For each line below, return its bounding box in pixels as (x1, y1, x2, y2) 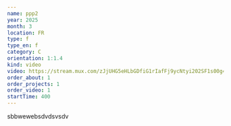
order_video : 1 (7, 87, 51, 94)
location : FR (7, 29, 45, 36)
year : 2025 (7, 17, 38, 23)
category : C (7, 49, 41, 56)
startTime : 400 (7, 94, 51, 101)
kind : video (7, 61, 41, 68)
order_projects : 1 (7, 81, 60, 87)
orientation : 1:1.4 (7, 55, 63, 62)
